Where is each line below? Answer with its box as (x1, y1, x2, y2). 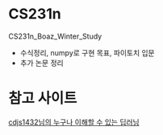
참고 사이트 (8, 89, 77, 108)
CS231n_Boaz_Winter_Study (8, 31, 102, 41)
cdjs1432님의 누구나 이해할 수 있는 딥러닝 (8, 117, 140, 127)
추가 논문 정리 (19, 58, 64, 67)
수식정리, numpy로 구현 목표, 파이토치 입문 (19, 47, 155, 57)
